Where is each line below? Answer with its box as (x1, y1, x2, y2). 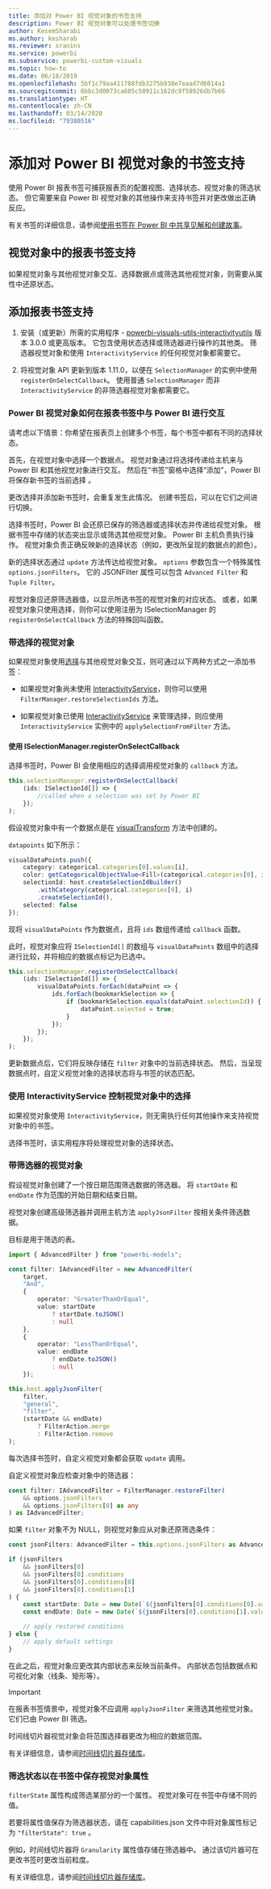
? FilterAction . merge (37, 1423, 110, 1431)
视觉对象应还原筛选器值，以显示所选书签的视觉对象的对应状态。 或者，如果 (8, 594, 258, 604)
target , (23, 1272, 48, 1281)
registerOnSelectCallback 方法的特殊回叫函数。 (8, 614, 168, 624)
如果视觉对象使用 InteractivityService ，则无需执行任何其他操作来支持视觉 (8, 1111, 260, 1120)
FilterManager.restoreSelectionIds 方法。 (19, 694, 163, 704)
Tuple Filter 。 (8, 577, 59, 587)
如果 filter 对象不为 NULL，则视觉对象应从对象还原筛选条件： (8, 1524, 218, 1534)
